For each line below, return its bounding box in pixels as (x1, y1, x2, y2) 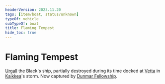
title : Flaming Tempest (5, 26, 55, 31)
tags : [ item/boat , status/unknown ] (5, 12, 79, 17)
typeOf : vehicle (5, 16, 39, 21)
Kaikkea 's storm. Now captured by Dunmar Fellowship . (5, 73, 118, 79)
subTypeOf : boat (5, 21, 39, 26)
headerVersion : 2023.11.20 (5, 7, 61, 12)
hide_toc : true (5, 30, 37, 35)
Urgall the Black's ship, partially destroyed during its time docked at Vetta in (5, 68, 161, 74)
